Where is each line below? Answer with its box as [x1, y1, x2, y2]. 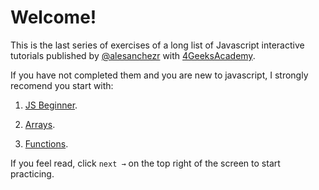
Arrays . [24, 118, 56, 130]
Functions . [24, 137, 69, 150]
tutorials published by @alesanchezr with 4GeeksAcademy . [10, 49, 256, 61]
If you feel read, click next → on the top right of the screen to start [10, 157, 281, 169]
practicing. [10, 167, 55, 180]
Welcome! [10, 6, 97, 29]
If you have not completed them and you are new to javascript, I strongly [10, 69, 309, 81]
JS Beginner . [24, 99, 78, 111]
